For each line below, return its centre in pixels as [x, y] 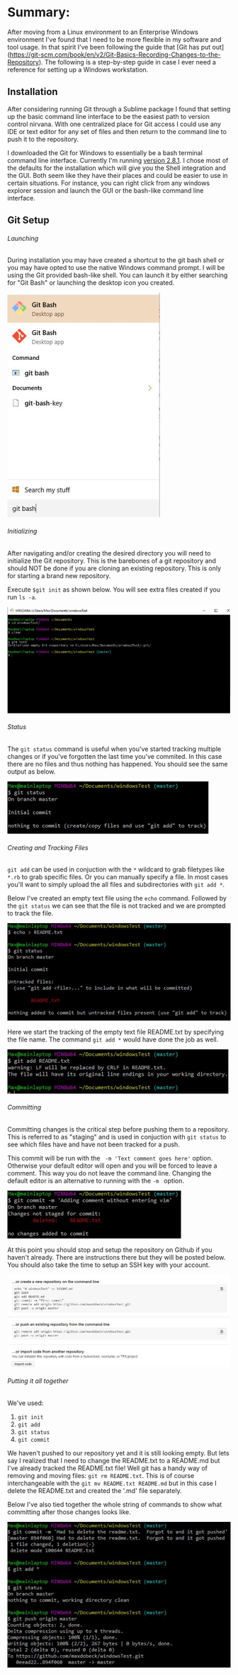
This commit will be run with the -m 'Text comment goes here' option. [110, 1158]
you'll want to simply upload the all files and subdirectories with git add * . [116, 885]
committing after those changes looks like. [69, 1512]
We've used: [25, 1403]
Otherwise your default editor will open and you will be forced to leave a [112, 1166]
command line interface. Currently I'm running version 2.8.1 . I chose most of [118, 160]
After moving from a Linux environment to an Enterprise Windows [103, 32]
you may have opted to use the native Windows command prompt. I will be [116, 268]
